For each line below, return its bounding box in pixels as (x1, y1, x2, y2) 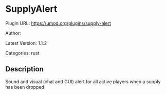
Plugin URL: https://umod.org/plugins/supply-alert (5, 20, 112, 26)
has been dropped (5, 84, 45, 90)
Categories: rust (5, 50, 40, 56)
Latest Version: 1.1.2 (5, 40, 47, 46)
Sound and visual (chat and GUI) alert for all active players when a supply (5, 78, 161, 85)
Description (5, 65, 44, 73)
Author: (5, 30, 22, 36)
